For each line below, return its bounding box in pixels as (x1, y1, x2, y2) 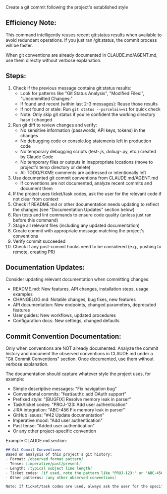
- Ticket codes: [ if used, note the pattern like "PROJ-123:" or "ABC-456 (5, 470, 164, 476)
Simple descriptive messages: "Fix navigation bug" (12, 386, 117, 392)
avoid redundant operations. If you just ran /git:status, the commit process (5, 37, 157, 43)
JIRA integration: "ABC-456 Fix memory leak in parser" (12, 407, 125, 413)
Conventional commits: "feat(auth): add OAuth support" (12, 391, 127, 397)
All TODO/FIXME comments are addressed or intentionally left (20, 169, 147, 176)
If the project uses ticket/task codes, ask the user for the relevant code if (12, 191, 162, 197)
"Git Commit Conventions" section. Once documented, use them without (5, 356, 154, 362)
